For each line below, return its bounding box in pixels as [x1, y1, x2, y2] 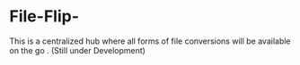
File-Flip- [9, 6, 79, 27]
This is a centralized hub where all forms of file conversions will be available [9, 36, 291, 46]
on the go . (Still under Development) [9, 45, 146, 55]
